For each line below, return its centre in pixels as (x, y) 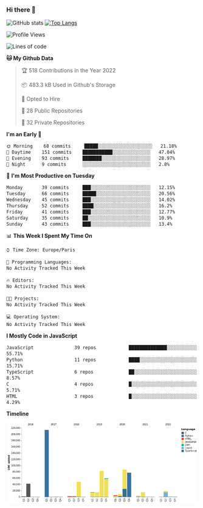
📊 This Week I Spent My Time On (49, 236)
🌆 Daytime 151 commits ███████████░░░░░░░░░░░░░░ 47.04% (91, 152)
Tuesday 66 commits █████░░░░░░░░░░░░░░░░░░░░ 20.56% (91, 194)
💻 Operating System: (33, 317)
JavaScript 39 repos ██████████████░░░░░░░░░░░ (102, 348)
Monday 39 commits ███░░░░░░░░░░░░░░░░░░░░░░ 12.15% (91, 188)
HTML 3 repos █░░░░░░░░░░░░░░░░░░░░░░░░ (102, 397)
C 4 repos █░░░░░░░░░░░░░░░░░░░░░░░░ (102, 384)
